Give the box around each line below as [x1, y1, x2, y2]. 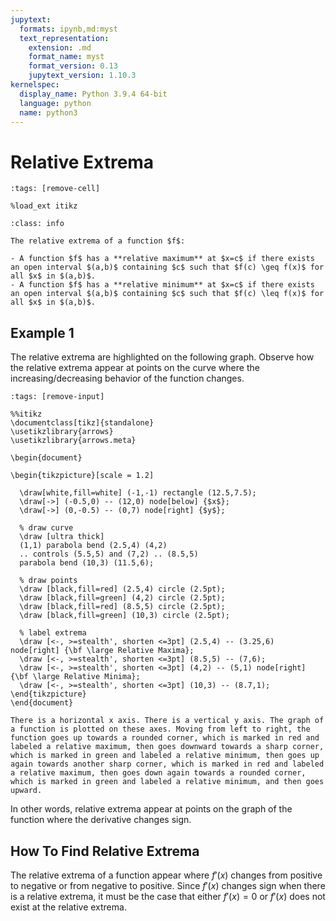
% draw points [19, 576, 78, 586]
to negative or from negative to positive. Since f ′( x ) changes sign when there [10, 879, 326, 891]
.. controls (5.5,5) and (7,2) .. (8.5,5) [19, 549, 199, 560]
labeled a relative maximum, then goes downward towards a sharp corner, [10, 742, 325, 752]
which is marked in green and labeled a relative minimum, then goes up [10, 751, 320, 761]
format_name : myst [28, 52, 105, 62]
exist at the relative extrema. [10, 901, 127, 913]
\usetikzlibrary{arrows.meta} [10, 436, 137, 446]
